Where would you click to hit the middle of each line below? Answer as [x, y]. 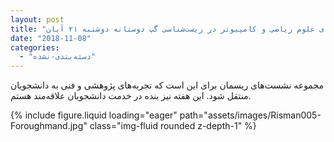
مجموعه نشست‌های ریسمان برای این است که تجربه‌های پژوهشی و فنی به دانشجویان [167, 85]
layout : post [37, 19]
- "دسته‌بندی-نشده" [58, 57]
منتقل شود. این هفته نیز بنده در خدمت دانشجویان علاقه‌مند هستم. [131, 96]
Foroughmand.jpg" [49, 126]
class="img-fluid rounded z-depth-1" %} [173, 126]
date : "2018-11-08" [51, 38]
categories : [35, 47]
